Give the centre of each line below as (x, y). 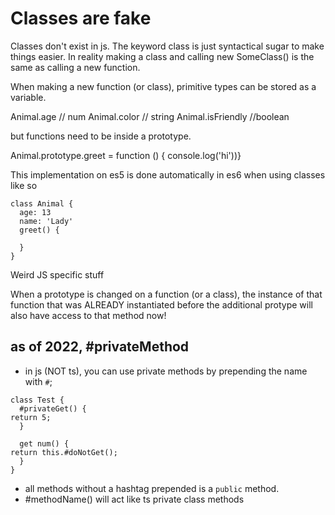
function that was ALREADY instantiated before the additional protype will (161, 304)
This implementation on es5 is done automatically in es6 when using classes (168, 174)
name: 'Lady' (46, 221)
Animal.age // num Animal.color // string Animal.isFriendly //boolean (150, 116)
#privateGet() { (53, 408)
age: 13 (35, 212)
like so (24, 185)
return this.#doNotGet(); (64, 452)
